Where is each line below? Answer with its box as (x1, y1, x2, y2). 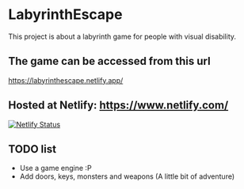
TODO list (8, 142, 57, 156)
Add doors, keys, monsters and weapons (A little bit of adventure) (19, 172, 235, 181)
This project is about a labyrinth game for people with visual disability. (8, 32, 236, 41)
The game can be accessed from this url (8, 55, 212, 68)
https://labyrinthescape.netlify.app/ (8, 75, 124, 85)
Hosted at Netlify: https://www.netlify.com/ (8, 99, 229, 112)
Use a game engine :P (19, 164, 93, 173)
